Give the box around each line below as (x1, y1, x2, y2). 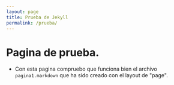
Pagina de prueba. (6, 45, 100, 59)
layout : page (6, 8, 39, 15)
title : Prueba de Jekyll (6, 14, 68, 20)
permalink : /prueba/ (6, 20, 58, 26)
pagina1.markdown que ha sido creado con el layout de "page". (14, 72, 168, 79)
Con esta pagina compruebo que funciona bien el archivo (14, 65, 158, 72)
